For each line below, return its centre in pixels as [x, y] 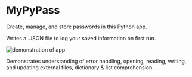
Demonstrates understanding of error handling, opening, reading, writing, [96, 61]
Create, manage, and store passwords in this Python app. [77, 27]
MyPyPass [33, 10]
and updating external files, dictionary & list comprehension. [80, 67]
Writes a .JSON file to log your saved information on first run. [81, 38]
